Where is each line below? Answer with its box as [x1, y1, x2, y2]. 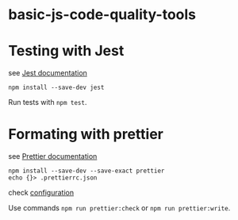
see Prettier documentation [8, 152, 98, 161]
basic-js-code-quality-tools [8, 6, 197, 24]
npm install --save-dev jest [8, 83, 105, 92]
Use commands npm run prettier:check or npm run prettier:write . [8, 203, 231, 213]
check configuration [8, 188, 74, 198]
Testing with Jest [8, 42, 125, 60]
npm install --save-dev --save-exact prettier [8, 167, 165, 176]
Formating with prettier [8, 125, 164, 144]
